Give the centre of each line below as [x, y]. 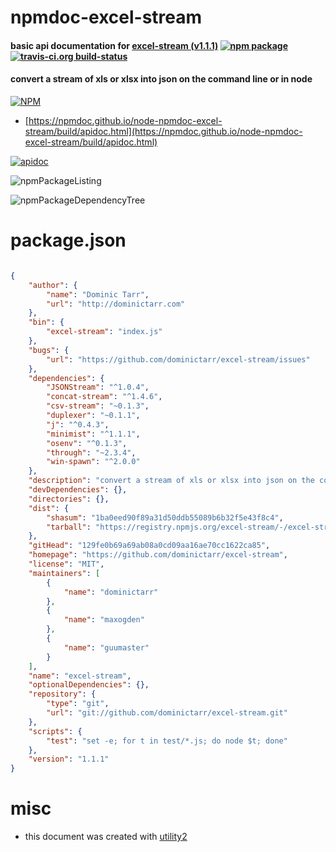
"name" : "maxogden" [104, 620]
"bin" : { [46, 322]
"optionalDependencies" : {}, [89, 685]
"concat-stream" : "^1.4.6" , [104, 397]
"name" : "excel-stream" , [80, 676]
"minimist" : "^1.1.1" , [93, 434]
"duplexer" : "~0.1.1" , [93, 416]
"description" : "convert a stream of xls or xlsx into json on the [171, 481]
